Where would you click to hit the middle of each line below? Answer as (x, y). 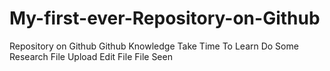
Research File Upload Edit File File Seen (91, 56)
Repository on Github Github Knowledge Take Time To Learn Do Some (154, 46)
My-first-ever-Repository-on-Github (165, 18)
